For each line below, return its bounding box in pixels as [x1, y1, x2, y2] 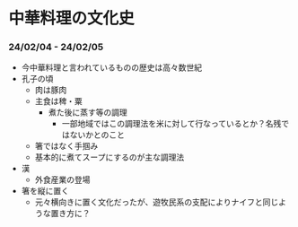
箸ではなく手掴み [34, 141, 99, 152]
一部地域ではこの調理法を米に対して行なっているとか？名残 [61, 118, 282, 129]
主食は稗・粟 [34, 96, 83, 107]
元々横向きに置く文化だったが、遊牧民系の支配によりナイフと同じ [34, 196, 279, 207]
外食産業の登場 [34, 174, 91, 185]
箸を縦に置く [21, 186, 69, 196]
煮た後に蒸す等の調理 [48, 107, 127, 118]
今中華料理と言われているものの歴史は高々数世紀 [21, 62, 203, 73]
